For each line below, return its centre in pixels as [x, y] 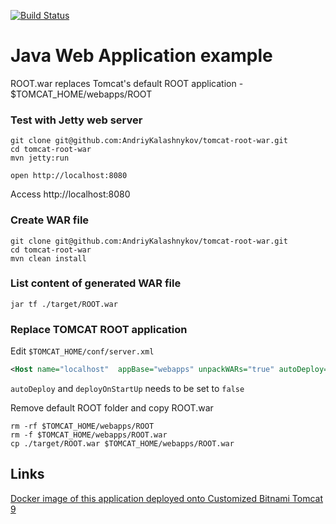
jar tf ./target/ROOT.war [64, 304]
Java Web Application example [141, 56]
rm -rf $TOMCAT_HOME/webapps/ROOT [82, 426]
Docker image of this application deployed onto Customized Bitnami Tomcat [167, 498]
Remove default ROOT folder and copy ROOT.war [112, 408]
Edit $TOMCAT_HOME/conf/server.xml [82, 351]
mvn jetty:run [40, 158]
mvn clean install [48, 258]
